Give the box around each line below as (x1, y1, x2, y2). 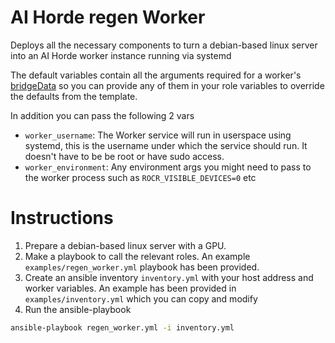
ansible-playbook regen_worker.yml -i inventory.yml (10, 322, 235, 333)
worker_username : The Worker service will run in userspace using (24, 129, 292, 141)
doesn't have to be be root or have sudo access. (24, 150, 225, 162)
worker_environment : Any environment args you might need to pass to (24, 161, 312, 173)
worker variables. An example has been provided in (24, 282, 237, 294)
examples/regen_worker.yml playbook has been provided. (24, 261, 260, 273)
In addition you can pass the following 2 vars (10, 109, 195, 121)
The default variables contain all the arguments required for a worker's (10, 69, 302, 81)
